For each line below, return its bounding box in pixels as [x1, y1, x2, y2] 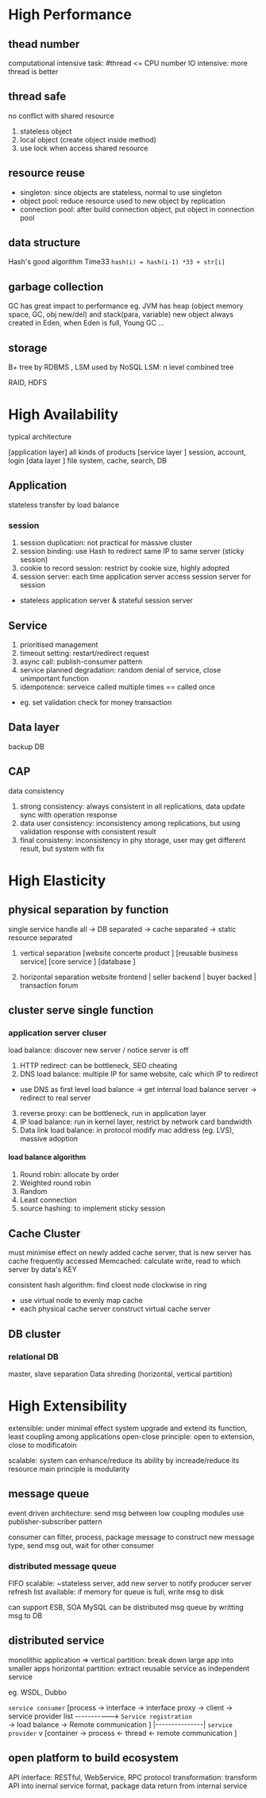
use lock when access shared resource [19, 143, 148, 153]
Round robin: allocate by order [19, 1170, 119, 1180]
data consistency [8, 786, 65, 795]
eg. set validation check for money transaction [19, 697, 172, 707]
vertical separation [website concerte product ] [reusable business [19, 948, 238, 958]
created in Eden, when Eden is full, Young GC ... [8, 318, 165, 328]
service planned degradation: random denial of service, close [19, 665, 222, 674]
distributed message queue [8, 1560, 117, 1571]
